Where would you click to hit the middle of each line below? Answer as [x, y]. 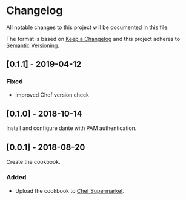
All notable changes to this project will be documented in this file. [88, 27]
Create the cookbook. [33, 162]
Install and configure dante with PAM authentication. [71, 128]
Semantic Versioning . [33, 45]
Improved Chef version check [52, 95]
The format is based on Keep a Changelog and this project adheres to [93, 39]
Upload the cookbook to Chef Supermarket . [70, 190]
